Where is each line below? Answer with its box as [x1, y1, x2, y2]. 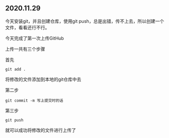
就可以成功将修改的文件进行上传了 [5, 127, 76, 133]
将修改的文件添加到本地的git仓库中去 [5, 76, 82, 82]
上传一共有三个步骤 [5, 45, 45, 52]
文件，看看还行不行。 [5, 24, 49, 30]
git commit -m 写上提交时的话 [5, 98, 64, 103]
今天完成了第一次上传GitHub [5, 35, 64, 41]
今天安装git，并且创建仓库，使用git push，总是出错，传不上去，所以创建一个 [5, 18, 164, 24]
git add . [5, 67, 26, 72]
